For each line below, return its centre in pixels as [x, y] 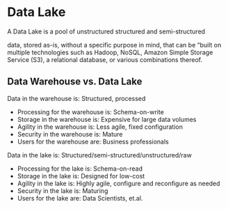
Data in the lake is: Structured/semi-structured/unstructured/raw [100, 155]
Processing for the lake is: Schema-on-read [80, 169]
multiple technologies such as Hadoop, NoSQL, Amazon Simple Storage [110, 52]
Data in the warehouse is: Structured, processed [76, 98]
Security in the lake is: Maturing [63, 191]
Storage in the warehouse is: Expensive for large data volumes [107, 119]
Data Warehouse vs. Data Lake [75, 82]
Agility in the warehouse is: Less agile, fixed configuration [100, 127]
